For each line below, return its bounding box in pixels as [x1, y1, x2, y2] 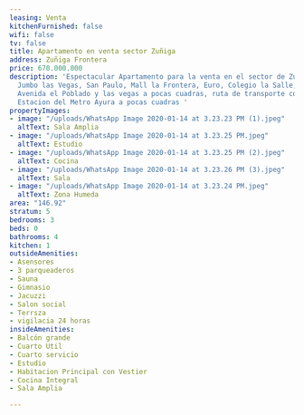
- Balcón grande [9, 333, 71, 343]
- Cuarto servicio [9, 350, 79, 359]
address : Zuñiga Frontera [9, 55, 107, 64]
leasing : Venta [9, 13, 67, 23]
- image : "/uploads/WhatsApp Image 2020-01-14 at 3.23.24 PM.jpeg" [9, 182, 270, 191]
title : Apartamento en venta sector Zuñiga [9, 47, 176, 56]
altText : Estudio [17, 140, 83, 149]
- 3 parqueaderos [9, 266, 75, 275]
